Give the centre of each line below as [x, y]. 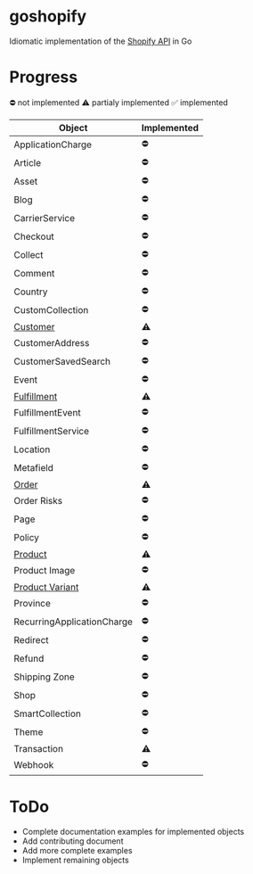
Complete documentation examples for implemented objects [133, 831]
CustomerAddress [52, 343]
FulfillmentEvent [48, 413]
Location [32, 449]
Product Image [45, 571]
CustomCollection [51, 310]
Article [28, 163]
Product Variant [46, 587]
